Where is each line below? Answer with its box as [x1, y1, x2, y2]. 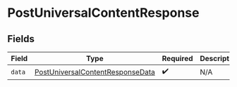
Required [162, 54, 193, 63]
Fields [7, 33, 35, 45]
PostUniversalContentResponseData [34, 67, 155, 76]
